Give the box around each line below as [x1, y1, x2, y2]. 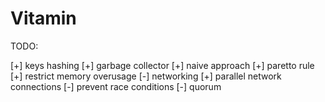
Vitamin [10, 7, 77, 30]
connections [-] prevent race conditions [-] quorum [10, 80, 222, 92]
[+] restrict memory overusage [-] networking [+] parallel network [10, 70, 282, 82]
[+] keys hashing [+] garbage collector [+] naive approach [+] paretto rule [10, 59, 315, 71]
